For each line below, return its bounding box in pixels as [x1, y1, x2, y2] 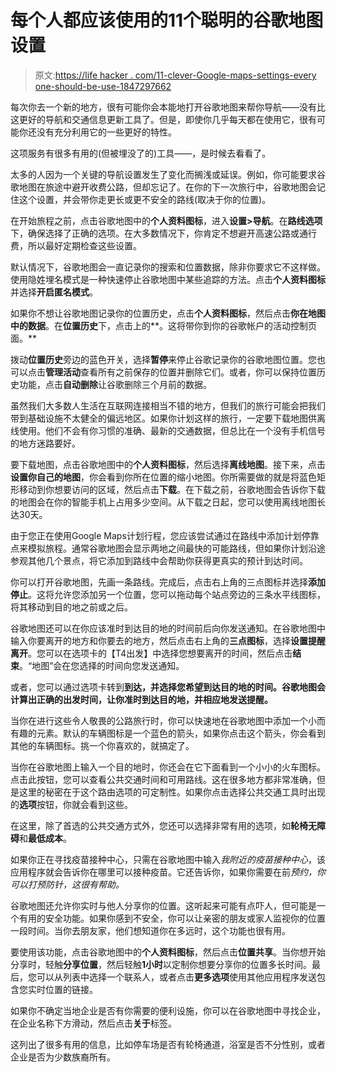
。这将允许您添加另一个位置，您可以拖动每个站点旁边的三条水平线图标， [28, 588, 326, 600]
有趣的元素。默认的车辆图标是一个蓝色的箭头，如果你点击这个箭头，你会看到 [10, 727, 326, 739]
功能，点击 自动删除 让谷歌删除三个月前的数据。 [18, 378, 212, 390]
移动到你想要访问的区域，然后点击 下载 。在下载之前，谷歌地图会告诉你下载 [18, 483, 326, 495]
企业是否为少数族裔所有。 [10, 1051, 116, 1063]
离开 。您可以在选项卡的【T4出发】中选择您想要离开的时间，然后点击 [10, 647, 293, 659]
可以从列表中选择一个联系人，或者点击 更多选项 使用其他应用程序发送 [36, 971, 317, 983]
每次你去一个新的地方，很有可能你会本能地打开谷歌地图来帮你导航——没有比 [10, 101, 326, 113]
